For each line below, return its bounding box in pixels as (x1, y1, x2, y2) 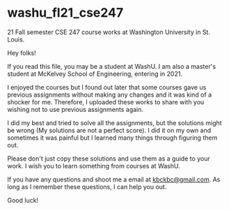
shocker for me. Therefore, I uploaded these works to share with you (7, 97, 205, 106)
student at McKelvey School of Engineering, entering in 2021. (7, 70, 183, 78)
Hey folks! (7, 49, 36, 57)
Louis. (7, 35, 25, 43)
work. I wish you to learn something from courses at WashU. (7, 161, 180, 170)
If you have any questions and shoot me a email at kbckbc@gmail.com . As (7, 175, 221, 184)
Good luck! (7, 196, 39, 204)
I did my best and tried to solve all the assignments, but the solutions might (7, 118, 222, 127)
